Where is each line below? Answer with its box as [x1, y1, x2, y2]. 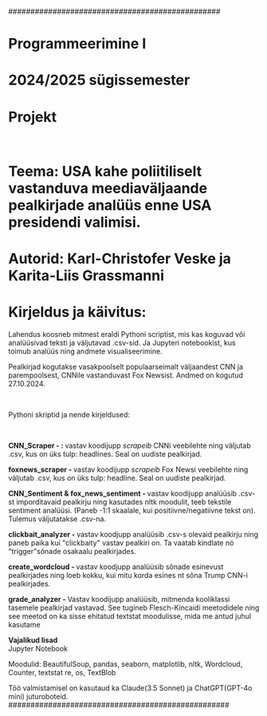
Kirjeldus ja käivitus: [8, 303, 147, 321]
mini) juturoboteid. [8, 691, 69, 701]
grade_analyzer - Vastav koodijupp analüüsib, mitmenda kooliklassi [8, 594, 230, 603]
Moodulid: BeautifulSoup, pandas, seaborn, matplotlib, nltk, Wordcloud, [8, 659, 243, 669]
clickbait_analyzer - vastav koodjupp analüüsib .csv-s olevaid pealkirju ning [8, 529, 259, 539]
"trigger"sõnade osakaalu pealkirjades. [8, 546, 137, 556]
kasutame [8, 619, 41, 629]
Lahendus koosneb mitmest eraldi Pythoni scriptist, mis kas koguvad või [8, 329, 245, 338]
